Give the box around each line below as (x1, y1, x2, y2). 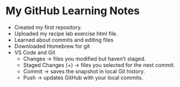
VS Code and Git (14, 49, 55, 56)
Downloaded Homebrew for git (14, 43, 90, 50)
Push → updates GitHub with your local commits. (23, 74, 144, 81)
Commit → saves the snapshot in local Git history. (23, 67, 145, 75)
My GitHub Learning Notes (5, 4, 140, 18)
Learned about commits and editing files (14, 36, 114, 43)
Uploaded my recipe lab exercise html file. (14, 30, 118, 37)
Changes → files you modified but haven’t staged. (23, 55, 146, 62)
